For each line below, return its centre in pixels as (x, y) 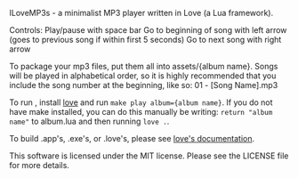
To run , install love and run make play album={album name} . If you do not (141, 102)
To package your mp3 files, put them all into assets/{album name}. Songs (144, 66)
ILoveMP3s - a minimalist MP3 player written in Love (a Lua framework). (141, 13)
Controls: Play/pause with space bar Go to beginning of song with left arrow (148, 30)
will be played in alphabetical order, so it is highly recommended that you (143, 76)
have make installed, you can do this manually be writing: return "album (141, 112)
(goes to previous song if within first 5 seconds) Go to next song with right (145, 40)
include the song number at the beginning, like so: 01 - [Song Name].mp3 (144, 85)
